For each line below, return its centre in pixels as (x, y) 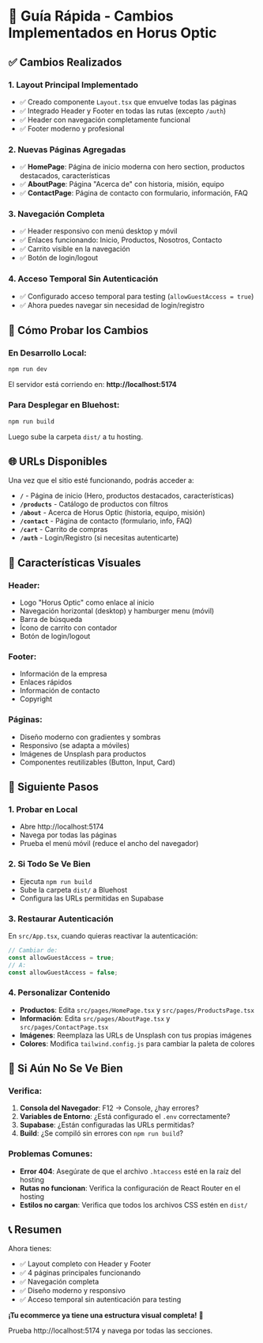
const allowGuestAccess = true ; (61, 958)
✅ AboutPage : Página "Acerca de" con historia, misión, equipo (122, 184)
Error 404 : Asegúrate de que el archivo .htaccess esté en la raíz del (130, 1171)
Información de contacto (60, 691)
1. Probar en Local (43, 809)
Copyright (36, 699)
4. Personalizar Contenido (59, 992)
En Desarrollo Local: (47, 353)
